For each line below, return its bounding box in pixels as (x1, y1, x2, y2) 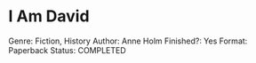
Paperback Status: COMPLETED (8, 44, 126, 55)
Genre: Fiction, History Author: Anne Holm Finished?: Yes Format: (8, 35, 248, 46)
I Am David (8, 6, 90, 27)
